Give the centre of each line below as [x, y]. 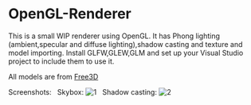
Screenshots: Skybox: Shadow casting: [83, 91]
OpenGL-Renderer [70, 14]
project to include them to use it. [61, 61]
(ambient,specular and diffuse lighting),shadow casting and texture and [125, 44]
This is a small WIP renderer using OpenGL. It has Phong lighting [114, 36]
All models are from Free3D [53, 76]
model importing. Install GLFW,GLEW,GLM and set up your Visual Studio [126, 52]
